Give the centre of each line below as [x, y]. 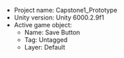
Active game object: [43, 25]
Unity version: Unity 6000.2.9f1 [59, 17]
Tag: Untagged [46, 40]
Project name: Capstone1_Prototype [66, 10]
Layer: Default [44, 47]
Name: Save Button [52, 32]
